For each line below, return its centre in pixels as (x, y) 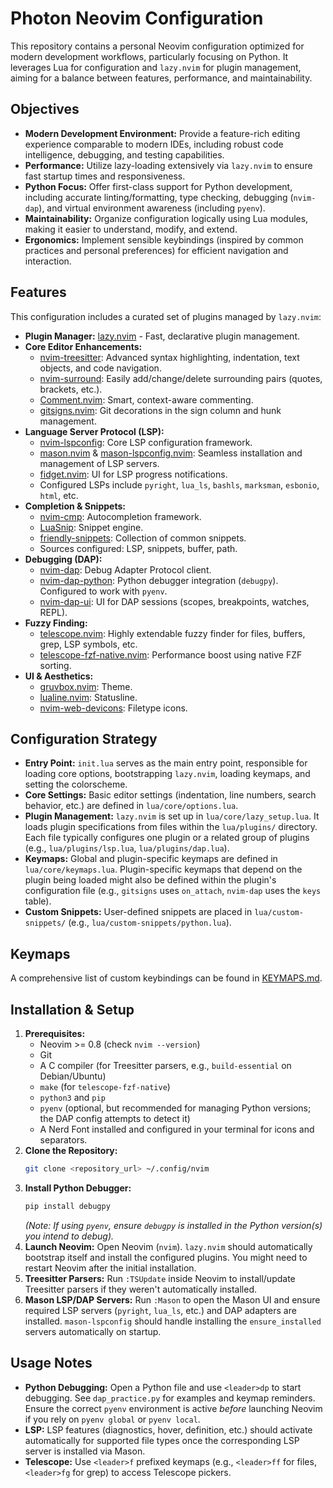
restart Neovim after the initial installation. (110, 1268)
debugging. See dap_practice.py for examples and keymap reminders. (170, 1398)
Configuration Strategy (84, 738)
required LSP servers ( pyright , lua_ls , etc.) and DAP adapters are (160, 1310)
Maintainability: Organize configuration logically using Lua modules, (166, 218)
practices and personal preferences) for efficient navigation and (156, 250)
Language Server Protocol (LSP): (94, 431)
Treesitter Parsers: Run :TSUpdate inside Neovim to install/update (160, 1278)
